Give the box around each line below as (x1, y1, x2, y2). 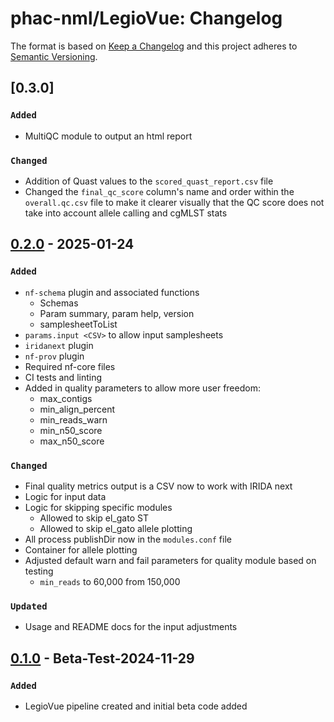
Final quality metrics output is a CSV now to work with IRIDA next (24, 480, 293, 492)
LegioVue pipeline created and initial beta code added (24, 700, 248, 712)
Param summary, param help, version (39, 307, 195, 319)
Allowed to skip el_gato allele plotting (39, 522, 193, 534)
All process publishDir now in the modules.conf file (24, 533, 232, 545)
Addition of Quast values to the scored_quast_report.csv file (24, 175, 274, 187)
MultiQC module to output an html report (24, 130, 193, 142)
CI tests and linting (24, 371, 103, 383)
